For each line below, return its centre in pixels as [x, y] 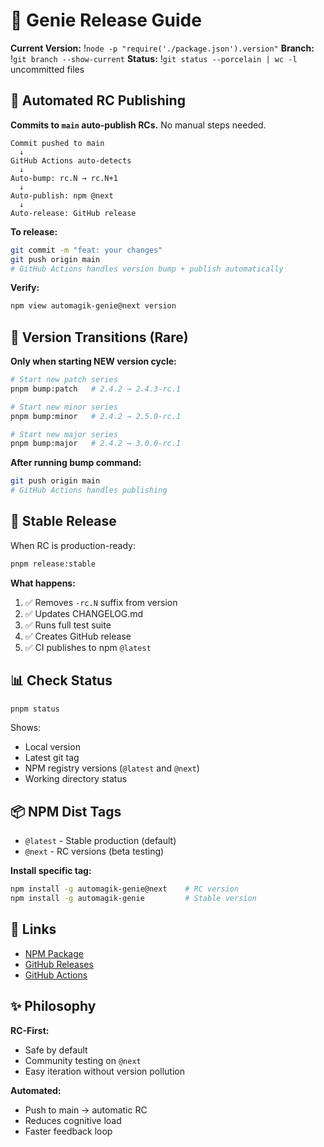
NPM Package [54, 953]
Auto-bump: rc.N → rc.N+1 [64, 178]
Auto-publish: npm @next [62, 195]
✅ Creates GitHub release [78, 636]
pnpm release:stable [53, 564]
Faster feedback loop [68, 1131]
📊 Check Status [61, 680]
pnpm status [35, 709]
